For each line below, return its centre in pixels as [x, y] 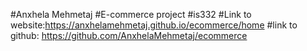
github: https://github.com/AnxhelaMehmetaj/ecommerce [129, 35]
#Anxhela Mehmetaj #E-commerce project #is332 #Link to [131, 14]
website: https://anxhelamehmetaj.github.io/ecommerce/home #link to [154, 25]
